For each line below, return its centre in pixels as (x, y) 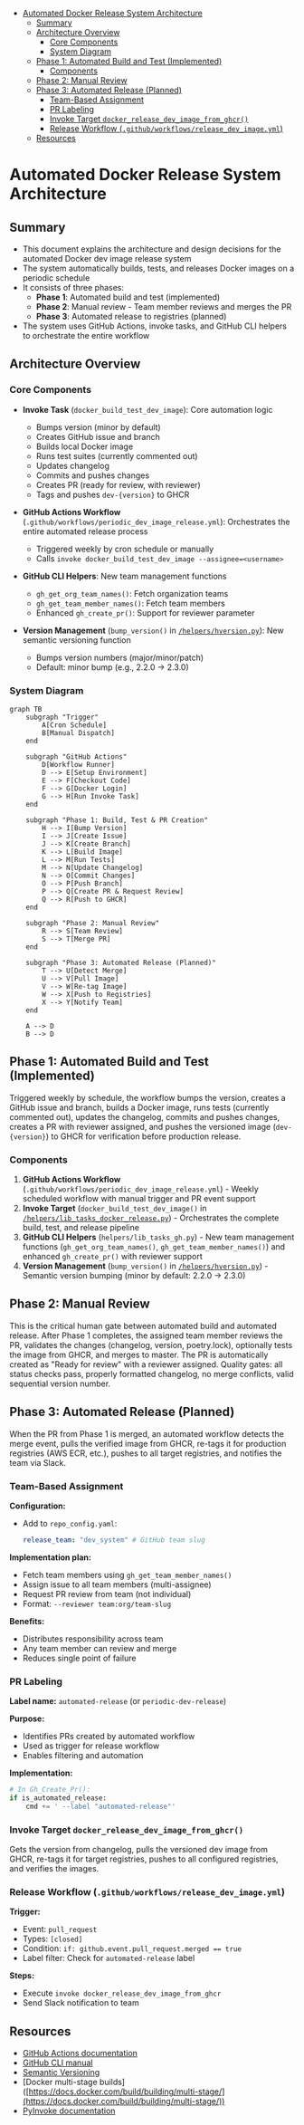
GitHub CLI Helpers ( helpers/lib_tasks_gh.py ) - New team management (158, 1237)
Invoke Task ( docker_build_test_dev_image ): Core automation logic (147, 409)
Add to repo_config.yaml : (70, 1524)
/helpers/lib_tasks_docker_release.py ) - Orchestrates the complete (151, 1218)
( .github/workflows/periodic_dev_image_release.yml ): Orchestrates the (156, 522)
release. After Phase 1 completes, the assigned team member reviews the (146, 1335)
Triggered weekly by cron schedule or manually (125, 549)
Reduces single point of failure (79, 1658)
